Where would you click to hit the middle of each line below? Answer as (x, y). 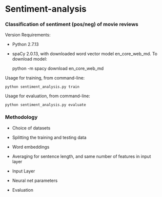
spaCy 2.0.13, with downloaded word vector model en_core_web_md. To (85, 54)
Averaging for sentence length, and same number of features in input (81, 156)
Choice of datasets (31, 128)
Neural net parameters (35, 180)
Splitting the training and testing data (49, 137)
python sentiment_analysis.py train (42, 87)
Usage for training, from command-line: (45, 78)
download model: (30, 59)
